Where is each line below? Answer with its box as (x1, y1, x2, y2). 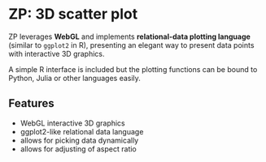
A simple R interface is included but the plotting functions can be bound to (8, 64, 258, 74)
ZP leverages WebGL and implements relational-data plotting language (8, 32, 251, 41)
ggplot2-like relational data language (20, 126, 144, 136)
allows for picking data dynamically (20, 135, 139, 145)
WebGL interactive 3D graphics (20, 118, 126, 128)
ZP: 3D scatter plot (8, 5, 138, 23)
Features (8, 96, 55, 110)
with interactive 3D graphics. (8, 49, 105, 58)
